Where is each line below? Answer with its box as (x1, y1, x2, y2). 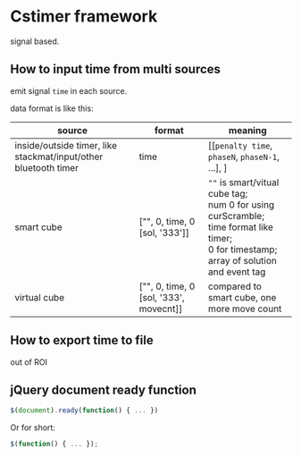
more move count (207, 302, 282, 315)
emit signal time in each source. (10, 85, 128, 96)
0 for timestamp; (207, 243, 278, 256)
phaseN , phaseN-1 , (207, 150, 280, 163)
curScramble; (207, 209, 264, 222)
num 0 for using (207, 199, 275, 211)
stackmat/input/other (14, 150, 104, 163)
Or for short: (10, 422, 56, 433)
